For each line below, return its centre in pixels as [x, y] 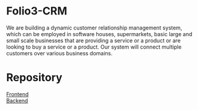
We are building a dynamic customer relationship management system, [94, 28]
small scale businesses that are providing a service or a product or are [94, 40]
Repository [34, 78]
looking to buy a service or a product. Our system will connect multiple [94, 47]
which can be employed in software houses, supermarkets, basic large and [99, 34]
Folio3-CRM [37, 11]
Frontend [17, 94]
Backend [17, 100]
